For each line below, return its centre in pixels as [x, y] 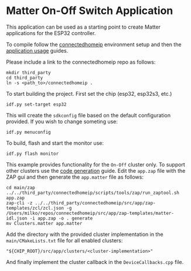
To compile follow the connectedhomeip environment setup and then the [94, 44]
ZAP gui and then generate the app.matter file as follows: [75, 177]
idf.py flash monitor [33, 154]
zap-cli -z [19, 203]
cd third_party [25, 78]
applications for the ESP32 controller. [51, 33]
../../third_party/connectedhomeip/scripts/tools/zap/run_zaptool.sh [93, 193]
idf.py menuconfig [28, 132]
